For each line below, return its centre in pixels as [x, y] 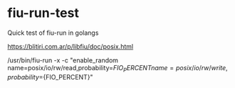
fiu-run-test [43, 13]
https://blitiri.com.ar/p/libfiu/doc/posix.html [70, 46]
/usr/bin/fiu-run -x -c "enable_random [63, 60]
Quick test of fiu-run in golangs [53, 33]
